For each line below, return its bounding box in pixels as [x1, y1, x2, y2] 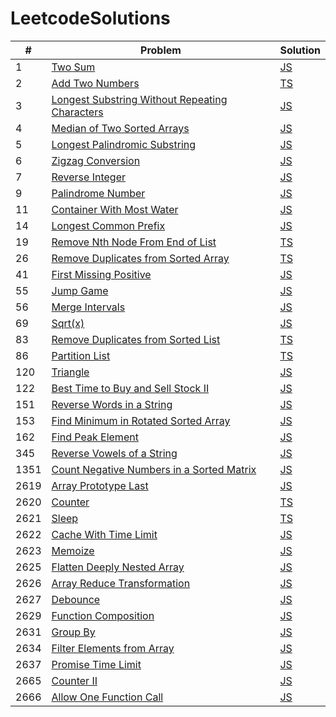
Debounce [51, 592, 101, 606]
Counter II [51, 673, 98, 687]
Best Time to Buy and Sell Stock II [51, 381, 210, 395]
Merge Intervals [51, 300, 126, 314]
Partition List [51, 348, 111, 362]
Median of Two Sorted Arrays [51, 121, 190, 135]
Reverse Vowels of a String [51, 446, 178, 460]
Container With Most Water [51, 202, 179, 216]
